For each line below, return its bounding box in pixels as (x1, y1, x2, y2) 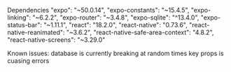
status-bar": (7, 21, 42, 29)
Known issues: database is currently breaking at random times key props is (7, 49, 224, 57)
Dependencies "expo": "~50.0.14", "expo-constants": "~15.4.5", (7, 6, 190, 14)
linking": (7, 13, 31, 22)
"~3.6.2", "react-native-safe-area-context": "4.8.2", (66, 28, 214, 36)
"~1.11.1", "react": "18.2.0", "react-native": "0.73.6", (43, 21, 188, 29)
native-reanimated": (7, 28, 65, 36)
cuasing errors (7, 57, 50, 65)
